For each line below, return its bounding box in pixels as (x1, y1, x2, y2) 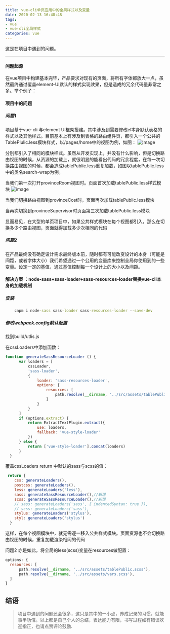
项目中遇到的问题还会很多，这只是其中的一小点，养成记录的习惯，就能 (17, 611, 164, 617)
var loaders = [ (18, 359, 53, 364)
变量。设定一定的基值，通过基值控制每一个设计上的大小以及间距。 (5, 264, 143, 270)
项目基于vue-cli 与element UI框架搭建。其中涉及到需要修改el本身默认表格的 (5, 126, 163, 132)
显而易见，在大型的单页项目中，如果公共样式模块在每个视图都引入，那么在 (5, 218, 160, 225)
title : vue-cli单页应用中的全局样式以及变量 (5, 7, 90, 13)
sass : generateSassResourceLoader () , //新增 (14, 492, 106, 497)
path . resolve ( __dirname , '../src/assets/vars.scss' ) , (18, 571, 135, 577)
